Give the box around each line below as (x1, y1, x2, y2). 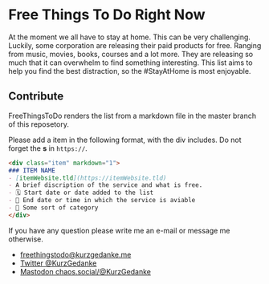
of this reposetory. (8, 119, 70, 129)
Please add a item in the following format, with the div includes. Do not (8, 135, 243, 144)
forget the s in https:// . (8, 143, 88, 153)
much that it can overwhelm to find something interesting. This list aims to (8, 58, 253, 67)
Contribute (8, 90, 64, 103)
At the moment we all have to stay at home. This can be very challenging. (8, 32, 251, 42)
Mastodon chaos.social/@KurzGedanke (19, 266, 151, 276)
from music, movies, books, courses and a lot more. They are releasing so (8, 49, 254, 59)
